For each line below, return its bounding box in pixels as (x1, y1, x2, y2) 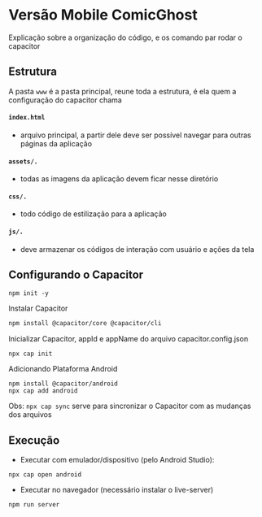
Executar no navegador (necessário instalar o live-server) (20, 485, 214, 495)
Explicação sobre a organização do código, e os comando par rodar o (8, 33, 242, 42)
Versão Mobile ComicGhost (8, 6, 198, 24)
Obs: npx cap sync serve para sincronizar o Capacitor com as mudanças (8, 401, 251, 411)
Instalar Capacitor (8, 303, 68, 314)
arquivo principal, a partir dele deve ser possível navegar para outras (20, 130, 251, 140)
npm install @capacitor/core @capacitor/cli (8, 319, 162, 328)
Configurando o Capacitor (8, 267, 144, 281)
